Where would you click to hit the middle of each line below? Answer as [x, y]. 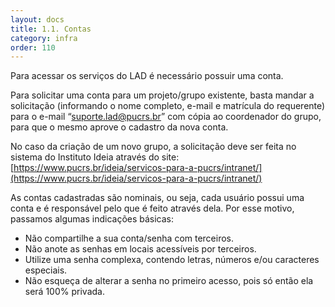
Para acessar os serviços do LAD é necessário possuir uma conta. [147, 76]
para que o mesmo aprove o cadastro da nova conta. [119, 127]
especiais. [46, 270]
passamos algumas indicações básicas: [92, 219]
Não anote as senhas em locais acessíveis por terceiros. [140, 249]
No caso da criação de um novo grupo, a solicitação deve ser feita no [153, 147]
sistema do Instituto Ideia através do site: [95, 157]
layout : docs [37, 19]
